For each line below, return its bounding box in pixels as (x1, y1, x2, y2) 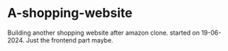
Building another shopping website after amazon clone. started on (7, 28, 200, 37)
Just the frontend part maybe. (25, 35, 113, 44)
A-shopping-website (7, 5, 133, 21)
